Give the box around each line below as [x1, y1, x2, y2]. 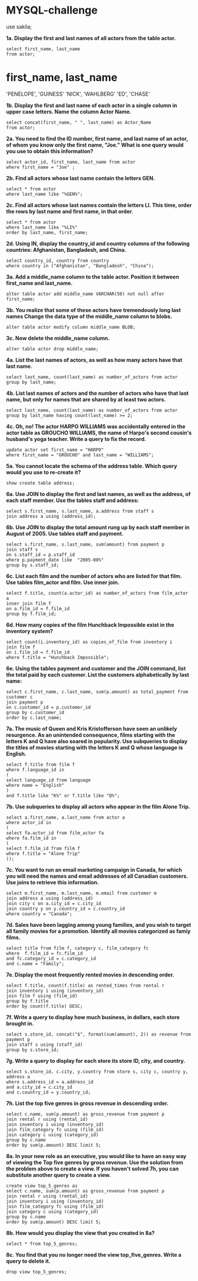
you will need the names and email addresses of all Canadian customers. [6, 873, 189, 880]
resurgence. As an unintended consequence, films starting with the [6, 731, 176, 738]
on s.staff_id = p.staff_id [6, 552, 75, 557]
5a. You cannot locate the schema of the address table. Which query [6, 462, 177, 469]
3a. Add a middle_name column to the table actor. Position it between [6, 273, 180, 280]
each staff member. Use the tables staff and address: [6, 497, 139, 504]
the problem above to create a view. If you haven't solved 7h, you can [6, 1165, 179, 1172]
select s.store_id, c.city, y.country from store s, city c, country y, [6, 1068, 189, 1075]
